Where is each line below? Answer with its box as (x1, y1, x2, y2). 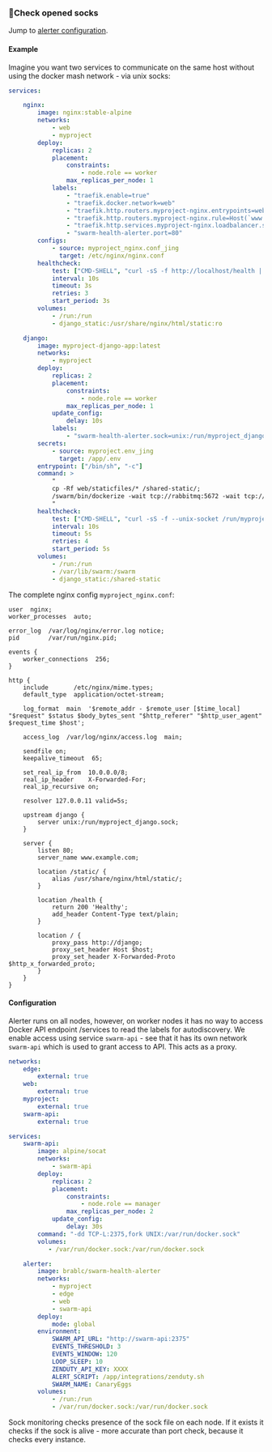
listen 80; (37, 846, 74, 854)
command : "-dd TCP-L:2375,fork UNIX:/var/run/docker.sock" (37, 1230, 241, 1238)
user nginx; (8, 605, 53, 614)
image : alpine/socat (37, 1148, 107, 1156)
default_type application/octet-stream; (23, 690, 164, 699)
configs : (37, 236, 67, 245)
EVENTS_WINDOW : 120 (51, 1350, 117, 1359)
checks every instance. (8, 1435, 87, 1445)
